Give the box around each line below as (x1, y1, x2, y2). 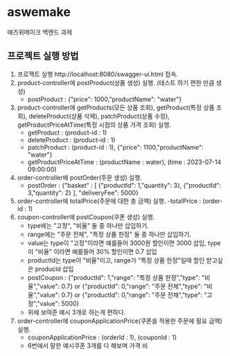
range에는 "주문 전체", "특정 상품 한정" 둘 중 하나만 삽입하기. (27, 230, 192, 238)
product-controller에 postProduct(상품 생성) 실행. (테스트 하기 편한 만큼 (17, 78, 215, 87)
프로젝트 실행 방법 (7, 50, 79, 62)
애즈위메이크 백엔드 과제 (7, 28, 73, 36)
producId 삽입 (35, 265, 74, 273)
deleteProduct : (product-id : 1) (27, 136, 116, 144)
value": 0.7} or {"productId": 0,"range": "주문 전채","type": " (39, 290, 207, 299)
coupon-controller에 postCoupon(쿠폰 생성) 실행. (17, 213, 155, 221)
